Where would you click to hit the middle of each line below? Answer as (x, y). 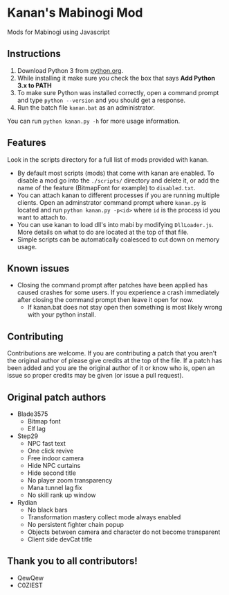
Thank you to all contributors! (73, 561)
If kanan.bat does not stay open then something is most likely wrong (125, 308)
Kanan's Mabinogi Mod (75, 13)
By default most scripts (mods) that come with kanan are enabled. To (116, 173)
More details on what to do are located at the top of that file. (103, 232)
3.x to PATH (34, 85)
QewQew (30, 578)
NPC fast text (46, 443)
